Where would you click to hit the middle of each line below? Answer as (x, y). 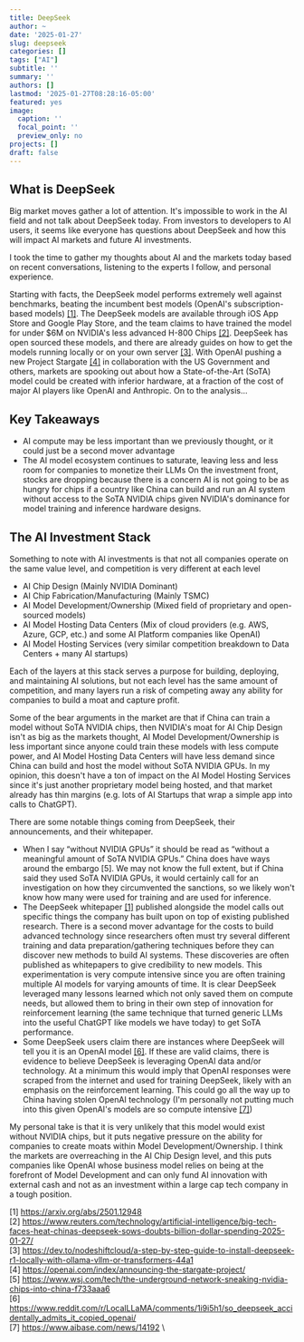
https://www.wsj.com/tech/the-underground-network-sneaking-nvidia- (155, 1279)
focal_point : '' (48, 128)
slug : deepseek (38, 43)
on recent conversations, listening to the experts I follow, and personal (140, 267)
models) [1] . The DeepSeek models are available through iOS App (157, 314)
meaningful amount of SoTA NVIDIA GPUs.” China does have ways (146, 859)
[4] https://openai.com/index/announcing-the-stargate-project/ (128, 1269)
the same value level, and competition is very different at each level (135, 569)
